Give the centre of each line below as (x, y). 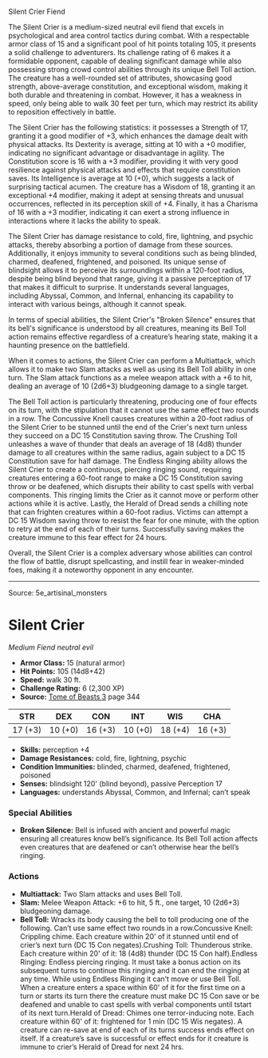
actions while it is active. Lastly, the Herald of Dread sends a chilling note (128, 503)
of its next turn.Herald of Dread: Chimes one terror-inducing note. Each (137, 1012)
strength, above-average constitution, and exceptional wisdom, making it (128, 86)
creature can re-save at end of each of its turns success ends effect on (137, 1029)
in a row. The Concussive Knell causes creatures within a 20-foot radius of (131, 418)
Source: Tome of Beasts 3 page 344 (80, 696)
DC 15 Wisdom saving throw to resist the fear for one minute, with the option (134, 520)
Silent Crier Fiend (37, 12)
